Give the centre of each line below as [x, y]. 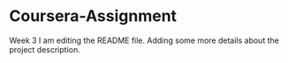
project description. [45, 49]
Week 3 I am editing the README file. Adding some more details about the [144, 40]
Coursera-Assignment [93, 16]
